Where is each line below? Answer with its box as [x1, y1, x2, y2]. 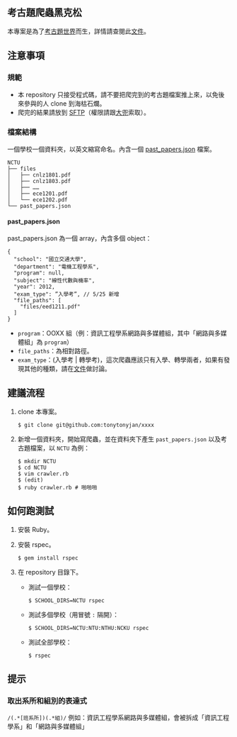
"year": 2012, [13, 283, 55, 290]
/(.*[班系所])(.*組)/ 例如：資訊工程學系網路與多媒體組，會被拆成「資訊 [7, 714, 217, 722]
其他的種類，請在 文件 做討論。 [23, 365, 111, 372]
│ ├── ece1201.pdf [7, 190, 69, 197]
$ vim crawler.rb [17, 470, 69, 477]
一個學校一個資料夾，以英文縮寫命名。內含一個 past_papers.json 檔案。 [7, 145, 216, 153]
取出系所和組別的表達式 [7, 696, 87, 706]
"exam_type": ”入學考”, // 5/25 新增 [13, 291, 120, 298]
